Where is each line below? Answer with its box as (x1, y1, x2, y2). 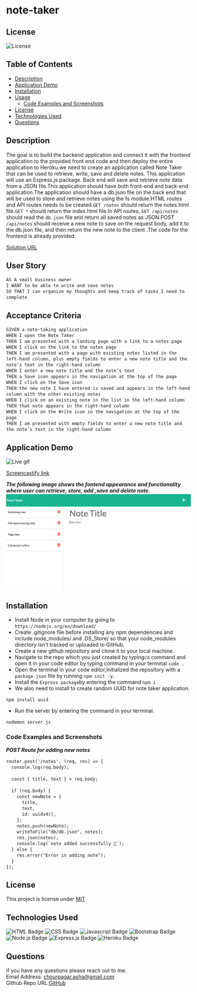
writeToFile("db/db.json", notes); (16, 829, 104, 835)
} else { (11, 846, 33, 852)
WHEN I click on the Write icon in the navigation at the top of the (6, 409, 180, 415)
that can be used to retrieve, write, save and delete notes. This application (6, 170, 185, 177)
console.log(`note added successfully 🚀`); (16, 841, 125, 846)
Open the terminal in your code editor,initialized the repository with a (14, 666, 181, 673)
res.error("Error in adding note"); (16, 852, 107, 858)
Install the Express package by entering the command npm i (14, 679, 156, 686)
